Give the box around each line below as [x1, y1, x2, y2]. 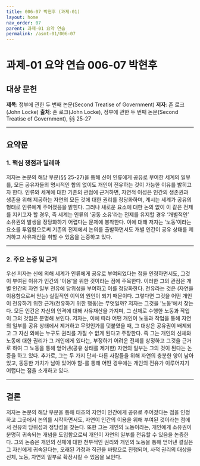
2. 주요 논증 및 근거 [6, 255, 58, 263]
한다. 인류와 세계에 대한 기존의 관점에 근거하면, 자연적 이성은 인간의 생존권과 [12, 189, 189, 196]
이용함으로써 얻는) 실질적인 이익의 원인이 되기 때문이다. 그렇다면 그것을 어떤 [6, 292, 182, 300]
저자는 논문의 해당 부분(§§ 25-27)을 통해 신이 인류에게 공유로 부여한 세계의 [6, 174, 180, 181]
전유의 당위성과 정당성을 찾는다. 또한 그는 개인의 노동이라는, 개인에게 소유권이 [12, 423, 192, 430]
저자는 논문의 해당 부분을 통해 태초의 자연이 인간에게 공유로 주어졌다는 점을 [6, 408, 180, 415]
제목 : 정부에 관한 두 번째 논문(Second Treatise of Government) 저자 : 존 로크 [6, 101, 185, 108]
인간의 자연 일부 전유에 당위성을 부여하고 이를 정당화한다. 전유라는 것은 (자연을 [12, 285, 194, 292]
